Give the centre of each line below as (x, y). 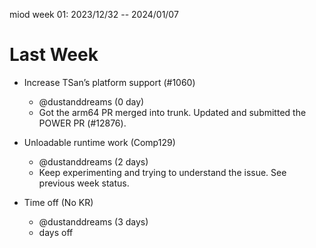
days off (56, 232)
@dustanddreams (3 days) (93, 221)
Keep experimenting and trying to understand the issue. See (162, 172)
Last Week (54, 55)
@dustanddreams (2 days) (93, 161)
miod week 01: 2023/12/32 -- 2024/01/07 (94, 14)
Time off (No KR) (58, 202)
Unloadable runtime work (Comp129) (99, 142)
